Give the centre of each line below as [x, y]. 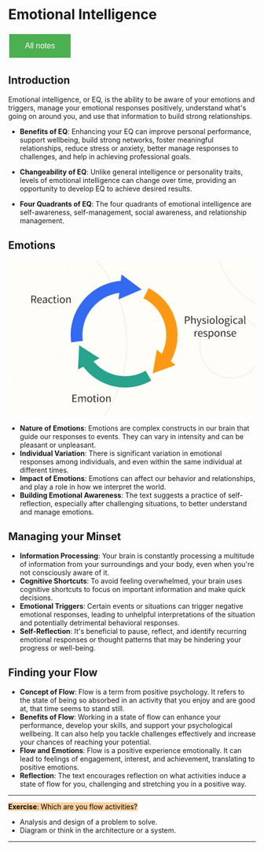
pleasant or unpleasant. [58, 445]
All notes [40, 46]
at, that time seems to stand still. [72, 708]
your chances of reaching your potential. [85, 742]
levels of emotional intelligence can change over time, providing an [128, 180]
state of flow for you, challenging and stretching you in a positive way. [133, 784]
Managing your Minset [65, 537]
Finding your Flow [53, 673]
